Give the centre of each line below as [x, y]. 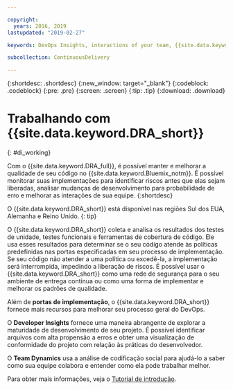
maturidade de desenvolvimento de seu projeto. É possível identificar [106, 330]
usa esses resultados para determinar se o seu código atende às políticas [113, 245]
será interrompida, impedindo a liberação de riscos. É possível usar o [106, 267]
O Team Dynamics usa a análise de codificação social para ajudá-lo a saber [116, 358]
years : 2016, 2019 [40, 26]
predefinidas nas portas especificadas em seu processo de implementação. [115, 252]
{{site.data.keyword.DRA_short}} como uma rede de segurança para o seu [113, 274]
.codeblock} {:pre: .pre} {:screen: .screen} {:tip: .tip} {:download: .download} [116, 91]
